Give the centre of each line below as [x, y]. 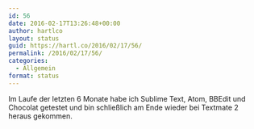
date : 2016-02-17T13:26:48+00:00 [65, 23]
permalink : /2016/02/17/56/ [56, 53]
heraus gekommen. [40, 116]
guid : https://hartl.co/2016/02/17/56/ [75, 46]
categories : [28, 61]
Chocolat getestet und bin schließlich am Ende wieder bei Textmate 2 [124, 107]
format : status [34, 76]
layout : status [34, 38]
